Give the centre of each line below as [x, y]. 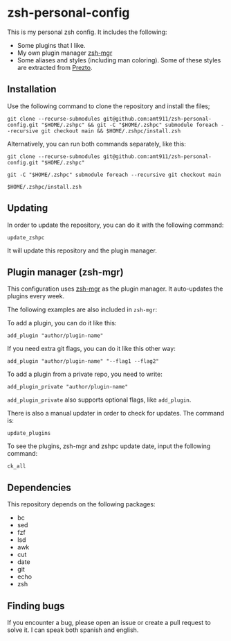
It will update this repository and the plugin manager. [82, 250]
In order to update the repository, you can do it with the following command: [115, 225]
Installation [32, 89]
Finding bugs [36, 606]
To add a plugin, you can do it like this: [62, 323]
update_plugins [29, 434]
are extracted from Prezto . [55, 67]
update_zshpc [26, 237]
